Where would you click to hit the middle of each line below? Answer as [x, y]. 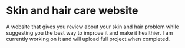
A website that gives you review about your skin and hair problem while [93, 27]
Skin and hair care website [72, 11]
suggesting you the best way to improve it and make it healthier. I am [90, 32]
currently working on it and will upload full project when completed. [88, 39]
